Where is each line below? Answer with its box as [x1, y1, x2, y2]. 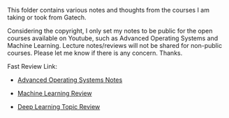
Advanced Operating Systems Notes [17, 76, 123, 84]
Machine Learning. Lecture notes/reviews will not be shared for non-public [7, 42, 222, 49]
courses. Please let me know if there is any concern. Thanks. [7, 49, 183, 57]
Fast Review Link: [7, 62, 58, 70]
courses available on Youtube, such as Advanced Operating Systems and [7, 34, 219, 42]
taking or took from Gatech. [7, 13, 87, 22]
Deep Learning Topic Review [17, 103, 101, 110]
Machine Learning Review [17, 90, 92, 97]
